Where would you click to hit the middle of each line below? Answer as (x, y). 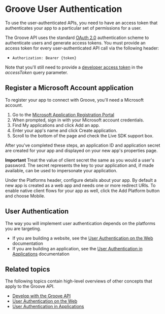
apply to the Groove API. (30, 286)
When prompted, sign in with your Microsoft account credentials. (78, 120)
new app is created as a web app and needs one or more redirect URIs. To (81, 185)
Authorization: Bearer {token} (44, 58)
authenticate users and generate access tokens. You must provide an (75, 42)
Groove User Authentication (64, 9)
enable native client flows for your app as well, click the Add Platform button (82, 191)
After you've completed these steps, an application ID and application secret (83, 145)
